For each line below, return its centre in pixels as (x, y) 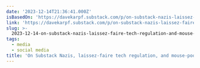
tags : (13, 39)
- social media (30, 50)
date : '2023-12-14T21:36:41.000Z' (49, 12)
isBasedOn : (20, 17)
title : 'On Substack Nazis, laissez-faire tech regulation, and (87, 56)
